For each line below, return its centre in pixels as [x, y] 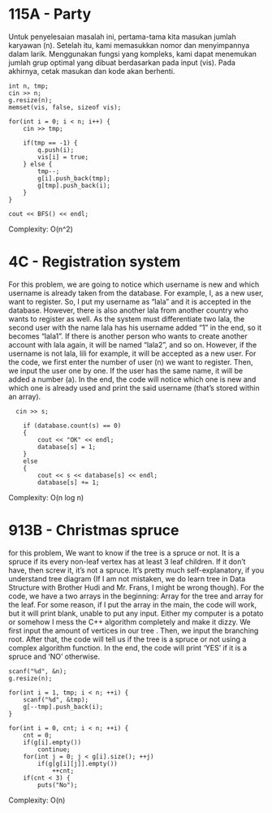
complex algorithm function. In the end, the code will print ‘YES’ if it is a [128, 647]
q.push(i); [56, 150]
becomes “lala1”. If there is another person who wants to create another [128, 336]
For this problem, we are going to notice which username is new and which [134, 284]
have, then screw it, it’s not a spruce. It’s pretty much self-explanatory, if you [136, 570]
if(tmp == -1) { [51, 143]
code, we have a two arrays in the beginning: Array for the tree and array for [136, 596]
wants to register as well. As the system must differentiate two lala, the [127, 318]
